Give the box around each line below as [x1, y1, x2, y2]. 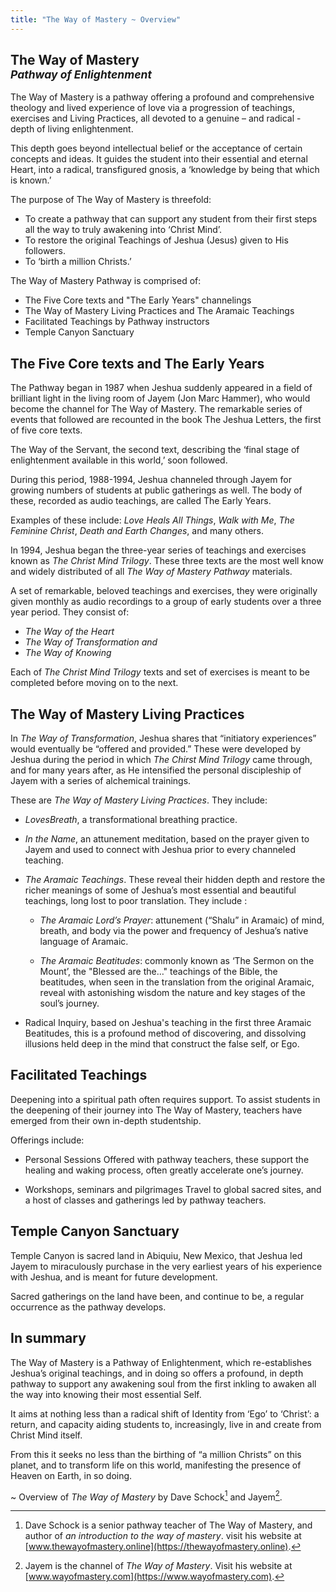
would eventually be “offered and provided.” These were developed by [10, 743, 302, 755]
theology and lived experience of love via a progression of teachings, [10, 102, 296, 114]
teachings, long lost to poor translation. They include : [24, 895, 248, 907]
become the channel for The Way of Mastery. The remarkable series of [10, 403, 303, 415]
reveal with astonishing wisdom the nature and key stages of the [39, 987, 306, 999]
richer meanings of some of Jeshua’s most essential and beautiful [24, 884, 297, 896]
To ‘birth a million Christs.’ [24, 256, 132, 268]
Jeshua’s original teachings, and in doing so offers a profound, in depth [10, 1367, 304, 1379]
